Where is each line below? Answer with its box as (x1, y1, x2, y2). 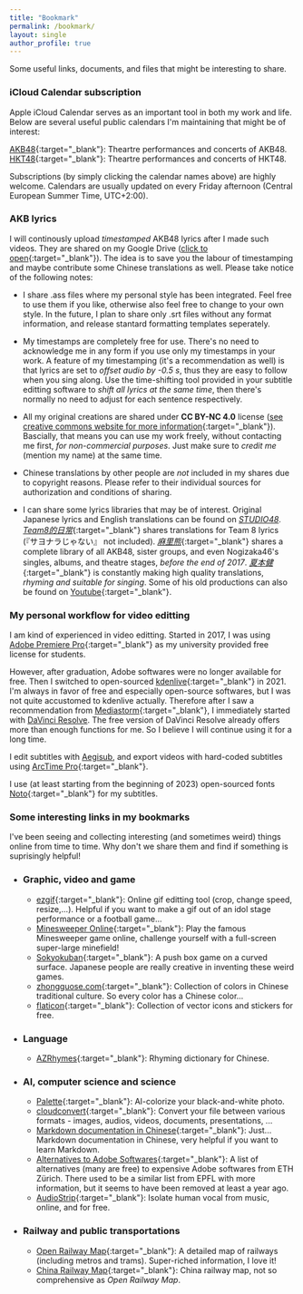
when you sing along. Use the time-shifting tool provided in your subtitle (22, 374, 293, 385)
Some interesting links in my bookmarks (9, 811, 191, 823)
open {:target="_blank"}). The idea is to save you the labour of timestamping (9, 252, 293, 263)
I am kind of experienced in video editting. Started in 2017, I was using (9, 629, 270, 640)
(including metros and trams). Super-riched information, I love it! (35, 1255, 277, 1266)
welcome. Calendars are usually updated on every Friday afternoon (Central (9, 180, 293, 191)
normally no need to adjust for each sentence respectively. (22, 394, 243, 404)
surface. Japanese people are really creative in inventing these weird (35, 961, 295, 972)
